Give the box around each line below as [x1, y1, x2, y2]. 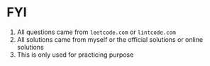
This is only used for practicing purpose [16, 50, 134, 59]
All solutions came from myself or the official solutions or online [16, 35, 204, 43]
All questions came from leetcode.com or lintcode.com [16, 28, 177, 36]
